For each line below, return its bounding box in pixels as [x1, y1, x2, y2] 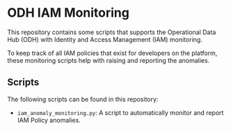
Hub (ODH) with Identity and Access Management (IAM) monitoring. [7, 35, 203, 43]
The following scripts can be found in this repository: [7, 95, 159, 103]
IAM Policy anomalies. [17, 116, 81, 124]
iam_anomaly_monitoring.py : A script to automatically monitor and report [17, 108, 224, 116]
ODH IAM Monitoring [7, 5, 130, 21]
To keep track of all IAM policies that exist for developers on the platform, [7, 49, 218, 57]
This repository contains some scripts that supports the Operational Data [7, 28, 216, 36]
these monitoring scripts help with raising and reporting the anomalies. [7, 56, 210, 64]
